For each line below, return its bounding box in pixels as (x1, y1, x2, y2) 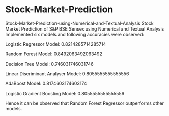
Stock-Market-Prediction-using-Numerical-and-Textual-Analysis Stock (5, 20, 154, 26)
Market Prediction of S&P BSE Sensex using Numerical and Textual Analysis (5, 25, 164, 32)
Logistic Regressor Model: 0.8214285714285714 (5, 41, 106, 47)
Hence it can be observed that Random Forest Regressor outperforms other (5, 100, 164, 106)
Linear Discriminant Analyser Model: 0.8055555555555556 (5, 70, 129, 77)
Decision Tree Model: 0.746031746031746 (5, 61, 94, 67)
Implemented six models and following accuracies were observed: (5, 31, 144, 37)
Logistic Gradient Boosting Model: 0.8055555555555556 (5, 90, 125, 96)
